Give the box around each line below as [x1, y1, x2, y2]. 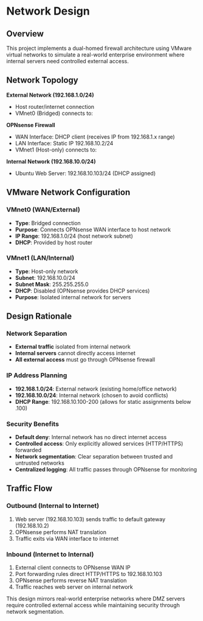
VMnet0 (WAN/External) [6, 206, 80, 214]
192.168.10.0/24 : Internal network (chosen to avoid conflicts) [15, 391, 168, 399]
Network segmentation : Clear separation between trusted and [15, 453, 173, 460]
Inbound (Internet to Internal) [6, 550, 94, 558]
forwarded [15, 446, 42, 454]
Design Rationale [6, 311, 72, 322]
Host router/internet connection [15, 103, 95, 110]
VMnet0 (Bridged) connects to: [15, 109, 93, 117]
